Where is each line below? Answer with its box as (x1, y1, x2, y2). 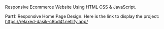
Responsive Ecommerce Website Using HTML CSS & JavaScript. (5, 4, 136, 10)
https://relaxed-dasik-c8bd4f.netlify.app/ (5, 19, 88, 24)
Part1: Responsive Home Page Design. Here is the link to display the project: (5, 14, 159, 19)
